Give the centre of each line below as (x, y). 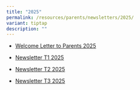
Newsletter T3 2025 (40, 81)
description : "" (27, 29)
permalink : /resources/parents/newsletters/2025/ (70, 18)
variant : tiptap (27, 23)
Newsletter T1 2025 (39, 57)
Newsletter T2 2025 (40, 69)
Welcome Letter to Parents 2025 (55, 46)
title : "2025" (24, 12)
